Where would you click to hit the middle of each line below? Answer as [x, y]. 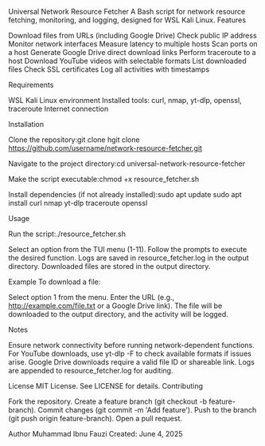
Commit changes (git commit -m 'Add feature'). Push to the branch [147, 410]
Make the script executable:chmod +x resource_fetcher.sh [104, 179]
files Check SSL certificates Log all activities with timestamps [109, 69]
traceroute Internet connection [58, 109]
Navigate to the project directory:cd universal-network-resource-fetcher [127, 164]
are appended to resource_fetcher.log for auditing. [91, 371]
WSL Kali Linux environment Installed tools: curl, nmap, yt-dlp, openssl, [125, 100]
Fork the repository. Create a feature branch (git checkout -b [108, 401]
